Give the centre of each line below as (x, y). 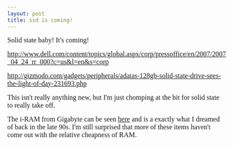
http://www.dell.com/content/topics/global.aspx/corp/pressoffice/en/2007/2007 (117, 54)
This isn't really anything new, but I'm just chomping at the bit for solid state (113, 97)
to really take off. (31, 105)
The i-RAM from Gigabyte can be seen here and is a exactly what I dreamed (114, 119)
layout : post (26, 14)
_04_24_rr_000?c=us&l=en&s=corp (58, 62)
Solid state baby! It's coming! (48, 40)
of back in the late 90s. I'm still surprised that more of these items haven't (109, 127)
